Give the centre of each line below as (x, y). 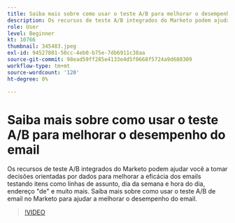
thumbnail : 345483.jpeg (42, 46)
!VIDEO (35, 212)
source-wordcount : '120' (43, 72)
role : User (23, 27)
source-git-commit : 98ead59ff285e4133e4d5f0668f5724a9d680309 (100, 60)
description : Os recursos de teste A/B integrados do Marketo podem (109, 20)
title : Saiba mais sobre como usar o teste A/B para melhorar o (103, 14)
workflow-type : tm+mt (39, 66)
